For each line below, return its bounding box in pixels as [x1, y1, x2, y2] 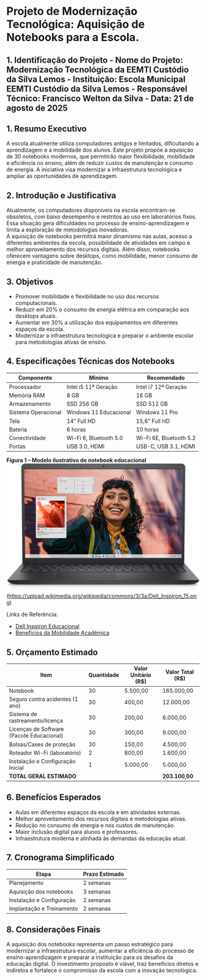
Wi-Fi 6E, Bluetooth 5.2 [135, 434, 196, 442]
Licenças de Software [9, 725, 64, 733]
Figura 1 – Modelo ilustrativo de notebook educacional [6, 456, 147, 464]
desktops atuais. [15, 312, 57, 320]
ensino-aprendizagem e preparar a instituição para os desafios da [6, 954, 174, 961]
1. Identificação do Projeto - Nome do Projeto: [6, 55, 183, 65]
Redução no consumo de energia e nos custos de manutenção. [15, 821, 176, 829]
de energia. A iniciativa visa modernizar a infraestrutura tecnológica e [6, 166, 182, 173]
